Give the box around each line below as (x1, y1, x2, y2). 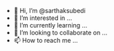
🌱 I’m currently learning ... (13, 21, 88, 29)
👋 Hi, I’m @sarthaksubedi (13, 7, 86, 14)
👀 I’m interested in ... (13, 14, 73, 22)
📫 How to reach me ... (13, 37, 78, 44)
